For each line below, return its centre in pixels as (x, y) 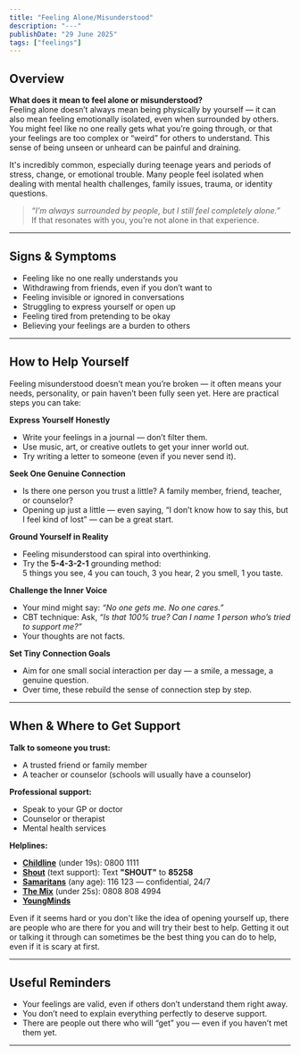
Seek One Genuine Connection (68, 473)
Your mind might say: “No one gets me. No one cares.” (123, 607)
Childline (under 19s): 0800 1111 (81, 862)
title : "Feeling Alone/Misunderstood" (81, 17)
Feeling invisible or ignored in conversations (103, 297)
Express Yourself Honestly (60, 420)
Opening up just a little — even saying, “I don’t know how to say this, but (155, 509)
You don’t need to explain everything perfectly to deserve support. (145, 1014)
